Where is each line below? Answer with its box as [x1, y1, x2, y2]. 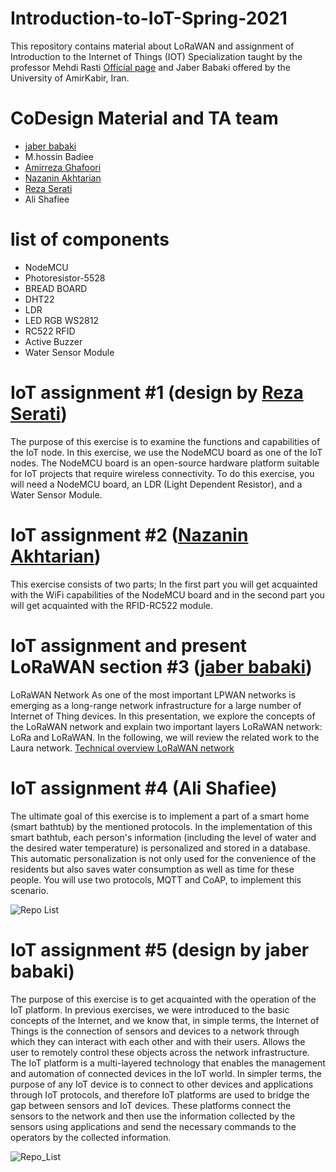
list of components [10, 228, 170, 251]
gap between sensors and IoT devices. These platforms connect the [10, 1099, 292, 1111]
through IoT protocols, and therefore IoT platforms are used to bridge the [10, 1088, 310, 1101]
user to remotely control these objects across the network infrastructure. [10, 1046, 310, 1058]
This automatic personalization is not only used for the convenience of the [10, 852, 317, 864]
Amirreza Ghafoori [24, 161, 102, 173]
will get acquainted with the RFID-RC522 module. [10, 599, 214, 611]
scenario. [10, 884, 49, 896]
